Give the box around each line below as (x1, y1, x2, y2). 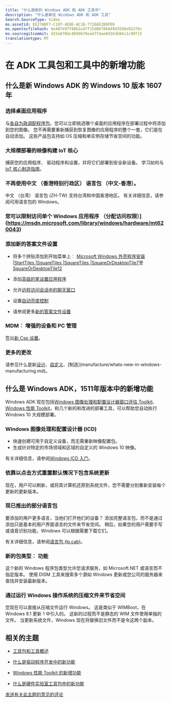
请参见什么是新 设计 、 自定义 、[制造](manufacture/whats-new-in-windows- (5, 361, 162, 368)
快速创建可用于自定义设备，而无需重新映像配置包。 (12, 438, 120, 444)
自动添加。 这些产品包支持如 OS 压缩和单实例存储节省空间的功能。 (5, 133, 145, 139)
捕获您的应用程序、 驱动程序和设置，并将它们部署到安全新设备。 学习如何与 (5, 159, 164, 166)
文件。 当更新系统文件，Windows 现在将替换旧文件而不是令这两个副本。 (5, 617, 157, 623)
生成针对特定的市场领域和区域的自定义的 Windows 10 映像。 (12, 445, 139, 451)
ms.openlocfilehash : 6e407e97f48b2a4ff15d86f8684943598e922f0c (5, 27, 142, 32)
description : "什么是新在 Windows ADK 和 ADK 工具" (5, 12, 111, 17)
